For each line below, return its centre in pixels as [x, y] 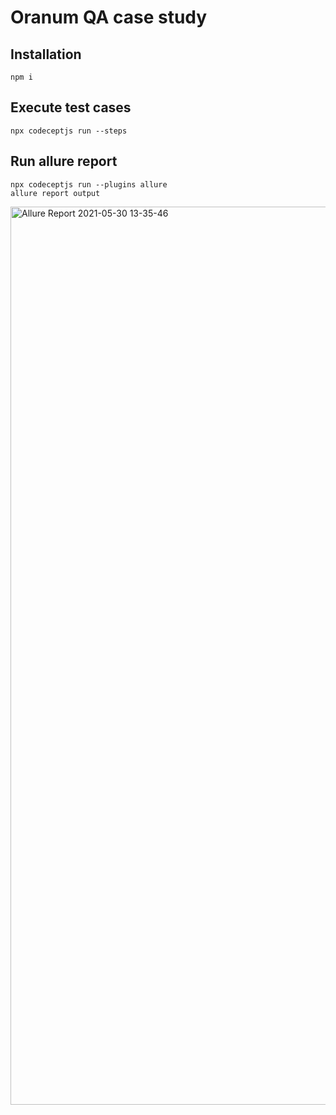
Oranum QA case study [109, 17]
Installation [46, 54]
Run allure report [64, 161]
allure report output [55, 193]
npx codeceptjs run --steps [69, 131]
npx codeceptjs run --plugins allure [89, 184]
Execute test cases [71, 107]
